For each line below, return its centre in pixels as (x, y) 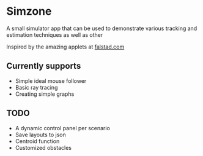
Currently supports (44, 66)
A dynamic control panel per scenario (62, 128)
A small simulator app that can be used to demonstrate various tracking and (102, 28)
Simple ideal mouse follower (51, 80)
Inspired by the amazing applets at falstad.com (65, 47)
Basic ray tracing (36, 87)
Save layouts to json (40, 135)
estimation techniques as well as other (55, 34)
